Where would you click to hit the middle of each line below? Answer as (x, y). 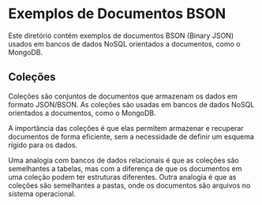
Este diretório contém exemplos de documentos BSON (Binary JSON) (121, 35)
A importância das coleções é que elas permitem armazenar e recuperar (126, 128)
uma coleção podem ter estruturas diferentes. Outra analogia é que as (122, 177)
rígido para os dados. (43, 145)
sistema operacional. (42, 193)
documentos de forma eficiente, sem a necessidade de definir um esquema (131, 136)
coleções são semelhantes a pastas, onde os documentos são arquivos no (129, 185)
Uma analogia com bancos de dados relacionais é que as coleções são (124, 160)
